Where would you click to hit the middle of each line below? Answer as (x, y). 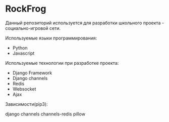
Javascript (23, 53)
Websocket (24, 89)
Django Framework (32, 73)
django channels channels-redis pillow (45, 114)
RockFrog (26, 9)
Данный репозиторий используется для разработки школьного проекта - (85, 23)
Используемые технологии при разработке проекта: (62, 63)
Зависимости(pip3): (26, 104)
